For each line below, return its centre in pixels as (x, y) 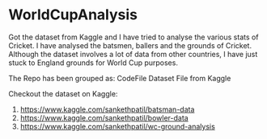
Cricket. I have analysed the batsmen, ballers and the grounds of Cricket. (130, 45)
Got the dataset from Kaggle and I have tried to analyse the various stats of (133, 37)
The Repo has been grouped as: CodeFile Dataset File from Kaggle (120, 78)
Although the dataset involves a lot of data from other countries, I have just (133, 54)
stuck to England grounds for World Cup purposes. (93, 63)
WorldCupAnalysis (73, 15)
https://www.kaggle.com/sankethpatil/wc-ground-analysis (118, 126)
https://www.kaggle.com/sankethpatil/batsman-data (107, 109)
